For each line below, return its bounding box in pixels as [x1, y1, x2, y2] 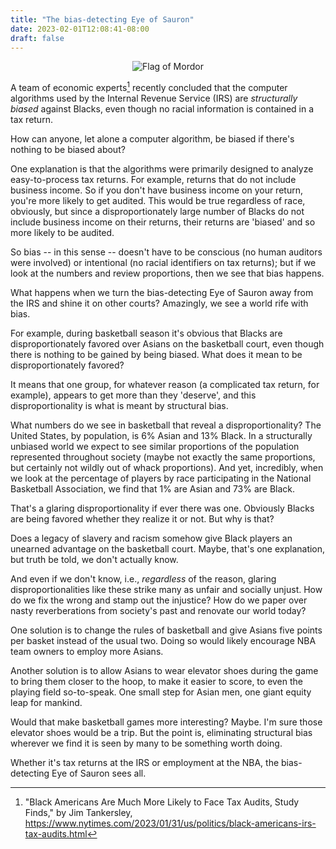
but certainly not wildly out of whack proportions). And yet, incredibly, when [10, 462, 324, 474]
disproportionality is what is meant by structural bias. [10, 400, 229, 412]
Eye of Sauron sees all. [51, 767, 147, 780]
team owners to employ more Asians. [10, 646, 164, 658]
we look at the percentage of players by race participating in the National [10, 472, 312, 485]
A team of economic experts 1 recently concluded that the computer [10, 80, 288, 94]
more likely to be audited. [10, 227, 115, 239]
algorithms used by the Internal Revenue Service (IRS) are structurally [10, 92, 298, 105]
